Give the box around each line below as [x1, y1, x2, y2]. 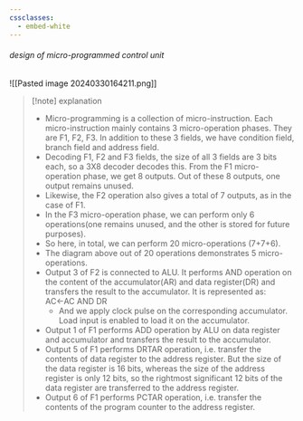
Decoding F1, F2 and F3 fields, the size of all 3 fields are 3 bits [44, 151, 278, 162]
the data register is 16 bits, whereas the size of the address [44, 363, 265, 374]
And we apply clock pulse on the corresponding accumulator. [58, 305, 288, 316]
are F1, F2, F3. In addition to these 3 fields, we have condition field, [44, 132, 295, 143]
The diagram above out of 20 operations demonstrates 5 [44, 247, 257, 258]
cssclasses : [9, 13, 54, 23]
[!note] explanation [31, 95, 102, 106]
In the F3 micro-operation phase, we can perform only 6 [44, 209, 255, 220]
